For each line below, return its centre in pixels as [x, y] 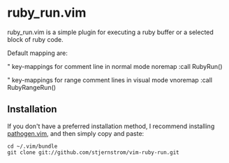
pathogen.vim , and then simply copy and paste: [76, 133]
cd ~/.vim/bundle [32, 146]
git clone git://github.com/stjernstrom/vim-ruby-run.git [93, 152]
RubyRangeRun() [32, 87]
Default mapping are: [38, 53]
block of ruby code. [36, 39]
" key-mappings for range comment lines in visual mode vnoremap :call [110, 80]
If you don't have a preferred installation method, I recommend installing [111, 126]
